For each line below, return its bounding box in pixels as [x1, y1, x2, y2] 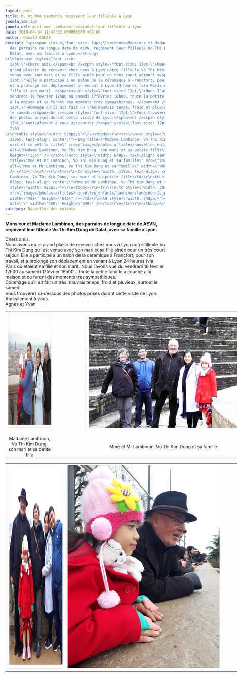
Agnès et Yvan [5, 301, 36, 307]
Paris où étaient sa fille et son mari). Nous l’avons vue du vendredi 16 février [5, 263, 164, 269]
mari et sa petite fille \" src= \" [10, 142, 83, 147]
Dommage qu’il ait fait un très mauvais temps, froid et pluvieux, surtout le [5, 279, 158, 285]
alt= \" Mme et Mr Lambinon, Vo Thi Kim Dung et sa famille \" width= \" [10, 164, 160, 169]
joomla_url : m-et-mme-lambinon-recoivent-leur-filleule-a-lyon [5, 24, 142, 29]
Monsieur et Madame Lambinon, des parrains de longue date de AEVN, [5, 221, 158, 227]
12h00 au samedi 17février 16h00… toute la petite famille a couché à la [5, 269, 152, 274]
